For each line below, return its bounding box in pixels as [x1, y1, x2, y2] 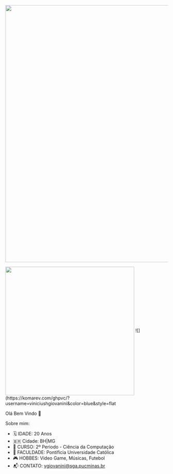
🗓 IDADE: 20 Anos [12, 431, 52, 436]
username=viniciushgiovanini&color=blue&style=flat [5, 400, 116, 406]
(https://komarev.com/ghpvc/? [5, 395, 70, 401]
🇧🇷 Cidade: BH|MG [12, 438, 56, 444]
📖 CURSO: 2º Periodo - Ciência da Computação [12, 444, 114, 450]
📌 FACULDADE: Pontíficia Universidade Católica [12, 449, 114, 455]
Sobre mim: [5, 421, 30, 426]
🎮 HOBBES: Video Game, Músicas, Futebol [12, 455, 105, 461]
